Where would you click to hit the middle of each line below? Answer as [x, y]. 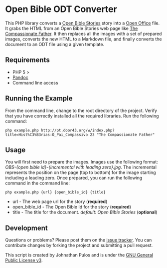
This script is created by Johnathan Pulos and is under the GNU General [79, 255]
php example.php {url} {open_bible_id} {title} [56, 192]
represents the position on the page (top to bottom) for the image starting [81, 172]
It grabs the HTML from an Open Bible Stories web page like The [72, 28]
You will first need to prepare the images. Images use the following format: [82, 162]
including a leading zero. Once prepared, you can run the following [74, 178]
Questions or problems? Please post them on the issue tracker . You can [79, 240]
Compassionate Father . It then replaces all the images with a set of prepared [83, 33]
